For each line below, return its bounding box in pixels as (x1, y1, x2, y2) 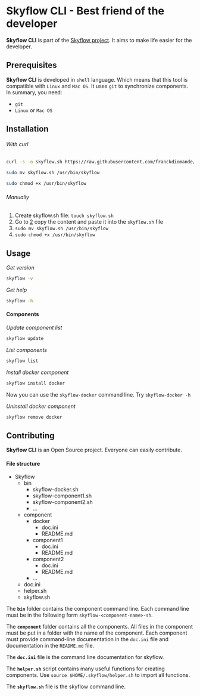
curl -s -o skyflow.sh (6, 159, 62, 165)
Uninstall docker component (6, 403, 76, 410)
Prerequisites (6, 60, 57, 70)
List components (6, 346, 48, 353)
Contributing (6, 431, 55, 441)
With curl (6, 140, 29, 147)
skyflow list (6, 358, 39, 364)
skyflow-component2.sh (32, 499, 93, 506)
